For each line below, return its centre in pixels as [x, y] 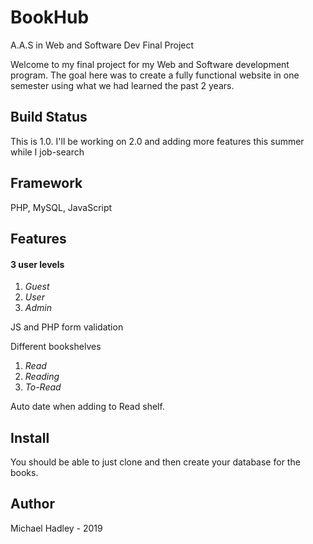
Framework [46, 183]
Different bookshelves [56, 347]
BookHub [50, 17]
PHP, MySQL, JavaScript [61, 207]
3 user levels [37, 264]
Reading [42, 377]
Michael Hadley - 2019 [56, 528]
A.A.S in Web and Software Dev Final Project [102, 45]
